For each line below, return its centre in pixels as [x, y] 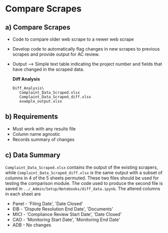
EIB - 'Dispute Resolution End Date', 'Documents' [63, 209]
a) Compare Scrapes [38, 27]
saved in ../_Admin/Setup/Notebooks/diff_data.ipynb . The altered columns [83, 188]
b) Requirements [32, 116]
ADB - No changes [32, 225]
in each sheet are [23, 194]
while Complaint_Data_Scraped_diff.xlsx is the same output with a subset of [84, 172]
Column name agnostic [36, 134]
